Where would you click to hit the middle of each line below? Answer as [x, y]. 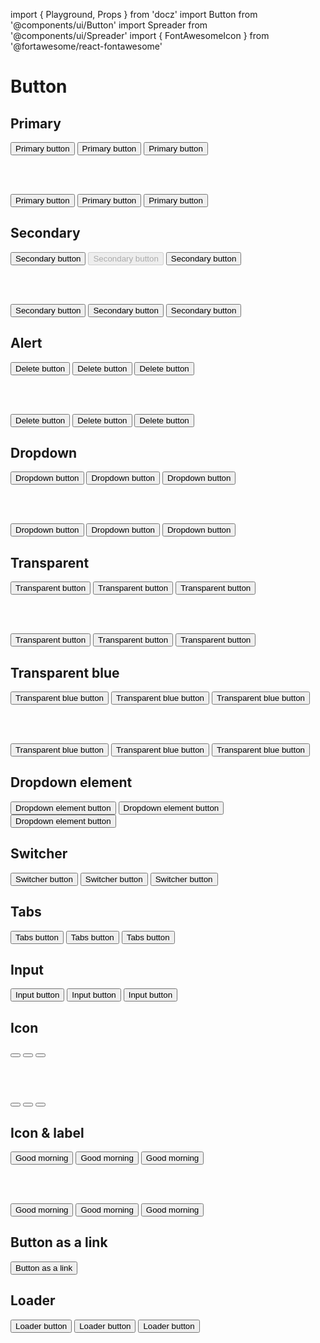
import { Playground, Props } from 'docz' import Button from [134, 14]
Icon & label [47, 1132]
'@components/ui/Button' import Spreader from [109, 25]
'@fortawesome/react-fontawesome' [86, 46]
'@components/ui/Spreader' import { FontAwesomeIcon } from [140, 35]
